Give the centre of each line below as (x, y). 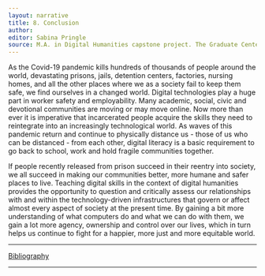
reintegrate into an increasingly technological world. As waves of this (120, 126)
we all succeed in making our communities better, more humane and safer (129, 175)
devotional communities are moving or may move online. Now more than (126, 109)
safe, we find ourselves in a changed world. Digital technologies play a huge (132, 92)
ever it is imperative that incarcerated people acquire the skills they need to (131, 117)
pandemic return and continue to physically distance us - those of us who (128, 134)
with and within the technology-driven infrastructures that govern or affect (129, 200)
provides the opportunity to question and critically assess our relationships (129, 192)
